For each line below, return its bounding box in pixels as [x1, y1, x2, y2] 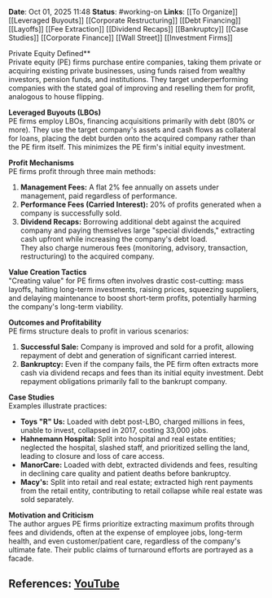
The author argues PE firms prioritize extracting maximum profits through [8, 519, 255, 528]
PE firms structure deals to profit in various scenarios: [8, 326, 190, 336]
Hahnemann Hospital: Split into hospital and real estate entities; [20, 434, 236, 443]
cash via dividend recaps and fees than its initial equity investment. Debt [20, 368, 264, 378]
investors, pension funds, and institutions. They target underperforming [8, 75, 248, 84]
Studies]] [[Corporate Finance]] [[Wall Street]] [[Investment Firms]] [8, 33, 234, 42]
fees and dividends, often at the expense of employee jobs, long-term [8, 528, 243, 537]
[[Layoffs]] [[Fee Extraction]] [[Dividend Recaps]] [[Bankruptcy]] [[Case [8, 24, 248, 33]
